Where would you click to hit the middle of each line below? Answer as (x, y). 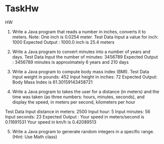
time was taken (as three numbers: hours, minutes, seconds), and (78, 97)
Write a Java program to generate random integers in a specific (76, 131)
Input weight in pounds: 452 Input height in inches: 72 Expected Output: (85, 77)
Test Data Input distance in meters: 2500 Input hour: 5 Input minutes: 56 (78, 112)
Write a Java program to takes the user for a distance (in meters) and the (86, 91)
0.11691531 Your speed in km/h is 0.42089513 (51, 122)
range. (148, 131)
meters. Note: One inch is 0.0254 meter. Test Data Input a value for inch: (85, 37)
